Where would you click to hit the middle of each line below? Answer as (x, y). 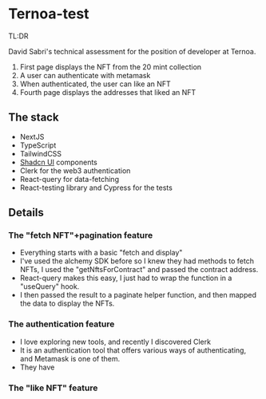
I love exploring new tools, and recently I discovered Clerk (115, 342)
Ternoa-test (49, 14)
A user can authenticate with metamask (85, 75)
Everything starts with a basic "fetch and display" (101, 253)
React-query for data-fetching (69, 179)
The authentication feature (62, 324)
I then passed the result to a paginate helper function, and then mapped (138, 295)
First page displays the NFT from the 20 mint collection (111, 67)
